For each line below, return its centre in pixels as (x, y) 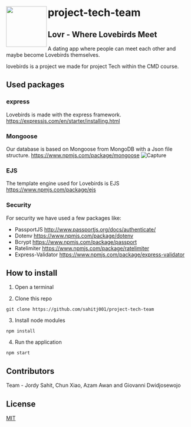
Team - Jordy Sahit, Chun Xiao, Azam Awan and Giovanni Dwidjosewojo (93, 385)
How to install (32, 273)
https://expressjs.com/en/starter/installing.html (63, 120)
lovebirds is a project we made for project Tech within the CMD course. (93, 66)
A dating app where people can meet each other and (112, 48)
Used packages (35, 85)
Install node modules (40, 320)
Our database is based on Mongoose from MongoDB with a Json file (89, 149)
